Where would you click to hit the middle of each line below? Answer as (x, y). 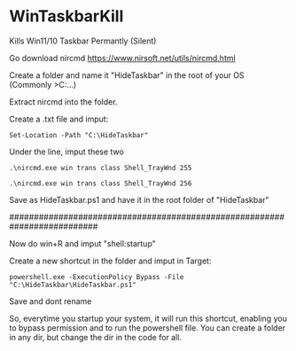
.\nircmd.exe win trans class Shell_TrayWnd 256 (101, 183)
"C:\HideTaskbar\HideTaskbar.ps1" (73, 285)
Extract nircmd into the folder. (63, 101)
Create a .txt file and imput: (59, 119)
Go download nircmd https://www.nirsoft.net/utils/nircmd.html (123, 58)
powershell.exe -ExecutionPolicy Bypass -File (97, 277)
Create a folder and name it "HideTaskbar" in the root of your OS (127, 75)
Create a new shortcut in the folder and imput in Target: (110, 261)
